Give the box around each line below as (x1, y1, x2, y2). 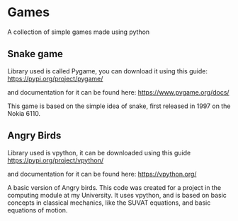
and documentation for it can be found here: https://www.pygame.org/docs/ (7, 88, 229, 96)
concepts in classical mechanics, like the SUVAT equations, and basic (7, 198, 211, 207)
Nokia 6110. (7, 109, 41, 117)
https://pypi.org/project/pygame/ (7, 74, 103, 83)
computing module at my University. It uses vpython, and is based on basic (7, 191, 227, 199)
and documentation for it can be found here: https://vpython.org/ (7, 169, 197, 178)
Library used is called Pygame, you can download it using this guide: (7, 66, 208, 75)
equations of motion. (7, 205, 68, 214)
